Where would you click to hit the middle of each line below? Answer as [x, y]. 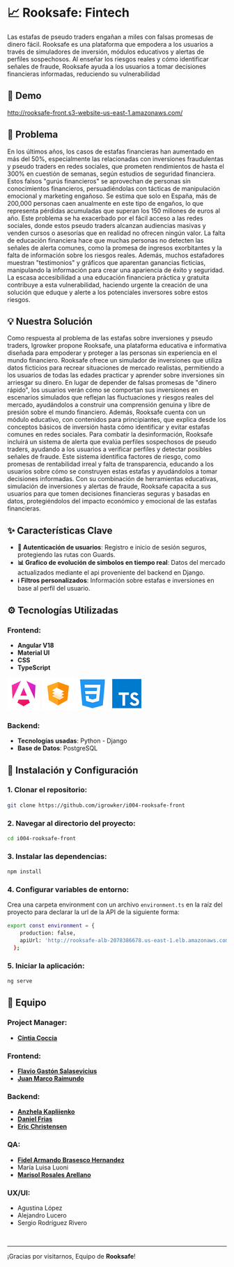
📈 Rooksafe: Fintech [69, 13]
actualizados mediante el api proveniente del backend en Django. [111, 572]
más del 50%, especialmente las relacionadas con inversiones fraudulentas [116, 159]
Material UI [33, 653]
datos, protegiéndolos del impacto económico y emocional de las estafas [112, 501]
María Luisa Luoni [42, 1167]
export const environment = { [51, 926]
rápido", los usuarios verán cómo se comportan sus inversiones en [103, 390]
